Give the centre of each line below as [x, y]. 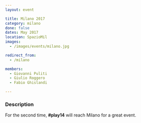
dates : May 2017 [22, 33]
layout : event [20, 10]
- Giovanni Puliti [29, 73]
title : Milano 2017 [25, 19]
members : [14, 69]
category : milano [23, 23]
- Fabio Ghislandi [29, 83]
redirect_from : [21, 55]
